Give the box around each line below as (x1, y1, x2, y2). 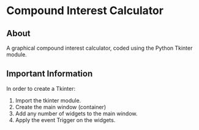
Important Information (6, 69, 93, 79)
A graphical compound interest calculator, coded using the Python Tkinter (6, 44, 193, 52)
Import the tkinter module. (15, 96, 81, 104)
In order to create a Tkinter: (6, 85, 75, 92)
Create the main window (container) (15, 103, 106, 110)
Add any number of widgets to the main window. (15, 110, 138, 117)
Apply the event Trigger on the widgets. (15, 116, 116, 123)
